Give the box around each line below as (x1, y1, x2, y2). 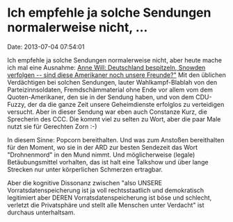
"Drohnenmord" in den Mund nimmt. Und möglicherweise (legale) (7, 151, 195, 159)
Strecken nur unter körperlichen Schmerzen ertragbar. (7, 165, 163, 173)
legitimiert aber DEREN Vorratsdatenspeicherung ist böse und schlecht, (7, 193, 212, 202)
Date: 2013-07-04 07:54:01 (7, 42, 85, 51)
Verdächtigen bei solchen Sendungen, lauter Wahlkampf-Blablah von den (7, 78, 218, 86)
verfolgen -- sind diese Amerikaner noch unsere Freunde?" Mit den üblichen (7, 71, 226, 79)
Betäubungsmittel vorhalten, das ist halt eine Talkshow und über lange (7, 157, 209, 166)
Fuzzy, (7, 100, 26, 108)
